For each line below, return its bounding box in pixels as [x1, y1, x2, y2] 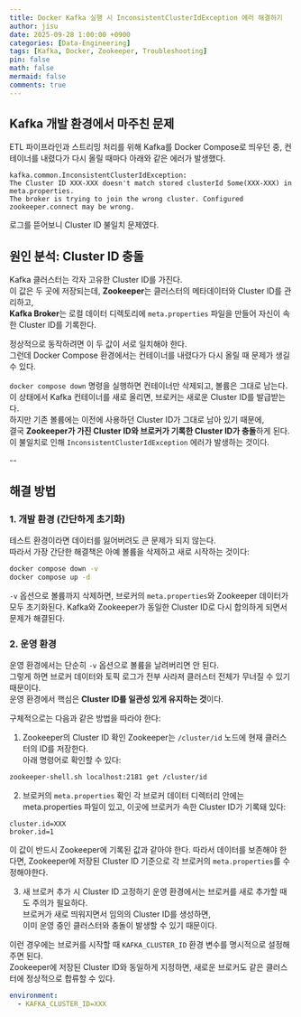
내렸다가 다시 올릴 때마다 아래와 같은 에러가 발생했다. [40, 153, 226, 163]
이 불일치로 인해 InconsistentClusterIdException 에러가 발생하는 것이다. [9, 437, 270, 448]
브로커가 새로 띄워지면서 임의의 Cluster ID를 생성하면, [22, 909, 212, 919]
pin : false [9, 55, 50, 64]
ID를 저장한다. [39, 742, 88, 754]
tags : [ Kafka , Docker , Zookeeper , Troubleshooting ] [9, 47, 207, 56]
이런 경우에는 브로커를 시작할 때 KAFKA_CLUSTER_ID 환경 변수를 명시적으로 [9, 938, 267, 949]
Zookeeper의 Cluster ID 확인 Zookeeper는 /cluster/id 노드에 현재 [22, 732, 263, 742]
